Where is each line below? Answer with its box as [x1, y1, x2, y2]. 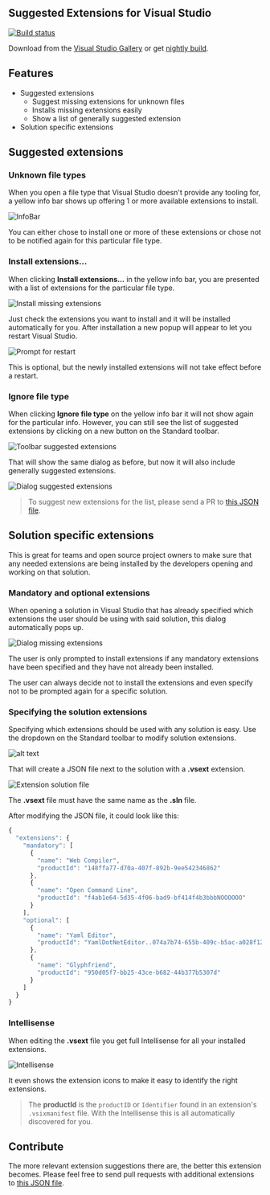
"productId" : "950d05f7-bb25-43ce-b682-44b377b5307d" [37, 968, 221, 976]
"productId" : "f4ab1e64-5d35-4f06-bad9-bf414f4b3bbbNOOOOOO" [37, 894, 247, 902]
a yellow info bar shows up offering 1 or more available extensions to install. [8, 196, 259, 206]
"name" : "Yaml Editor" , [37, 931, 117, 939]
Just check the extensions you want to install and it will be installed [8, 313, 231, 324]
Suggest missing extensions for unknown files [31, 96, 185, 106]
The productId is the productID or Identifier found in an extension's [27, 1099, 257, 1109]
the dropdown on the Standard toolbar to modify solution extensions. [8, 733, 237, 743]
